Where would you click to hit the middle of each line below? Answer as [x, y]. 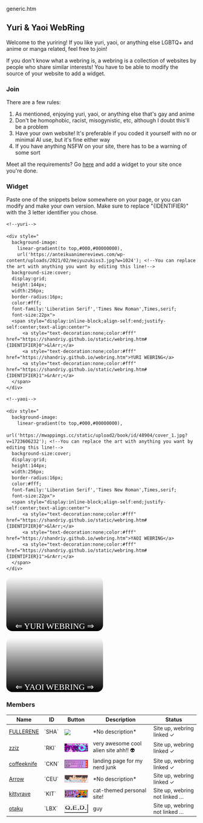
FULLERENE [24, 732]
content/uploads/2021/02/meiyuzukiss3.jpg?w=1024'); [74, 261]
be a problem [31, 127]
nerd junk [105, 767]
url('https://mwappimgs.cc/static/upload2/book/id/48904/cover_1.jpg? [97, 435]
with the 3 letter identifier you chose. [52, 213]
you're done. [22, 171]
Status [174, 719]
